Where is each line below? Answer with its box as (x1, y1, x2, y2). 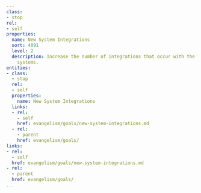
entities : (6, 64, 31, 71)
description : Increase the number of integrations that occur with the (11, 54, 196, 60)
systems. (17, 59, 39, 65)
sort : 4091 (11, 43, 39, 49)
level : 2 (11, 48, 34, 54)
